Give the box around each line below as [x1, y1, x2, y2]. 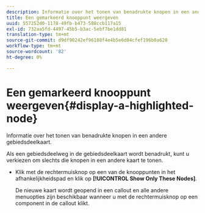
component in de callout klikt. [15, 199, 90, 207]
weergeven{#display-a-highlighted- [6, 99, 194, 113]
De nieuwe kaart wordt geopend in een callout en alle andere [15, 186, 169, 194]
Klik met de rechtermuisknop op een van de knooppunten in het [15, 168, 176, 175]
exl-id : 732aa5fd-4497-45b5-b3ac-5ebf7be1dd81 [6, 26, 127, 32]
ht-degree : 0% [6, 54, 43, 60]
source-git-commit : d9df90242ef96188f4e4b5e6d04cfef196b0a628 [6, 37, 168, 43]
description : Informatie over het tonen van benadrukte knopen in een [6, 9, 190, 15]
